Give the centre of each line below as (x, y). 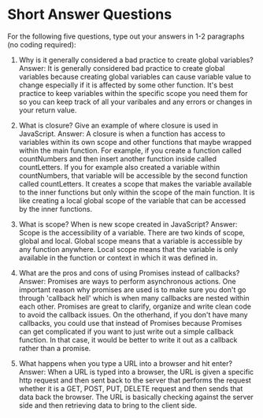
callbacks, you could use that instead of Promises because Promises (130, 323)
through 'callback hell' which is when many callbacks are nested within (134, 298)
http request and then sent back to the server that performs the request (135, 380)
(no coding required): (42, 44)
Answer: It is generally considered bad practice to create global (122, 68)
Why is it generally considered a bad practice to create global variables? (136, 60)
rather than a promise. (55, 348)
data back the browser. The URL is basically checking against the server (136, 397)
